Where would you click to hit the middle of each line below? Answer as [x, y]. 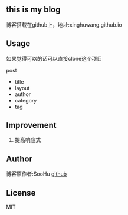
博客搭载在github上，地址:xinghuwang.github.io [64, 24]
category [26, 100]
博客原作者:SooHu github [37, 174]
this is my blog [33, 10]
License [21, 193]
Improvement [31, 125]
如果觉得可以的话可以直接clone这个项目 [54, 58]
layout [22, 88]
